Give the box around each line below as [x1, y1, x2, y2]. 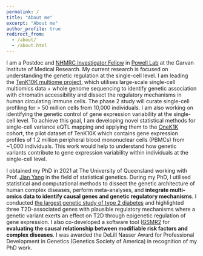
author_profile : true [6, 25, 61, 32]
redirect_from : [6, 31, 45, 37]
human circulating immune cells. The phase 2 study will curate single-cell [6, 97, 190, 104]
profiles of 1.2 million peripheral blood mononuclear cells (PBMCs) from [6, 136, 185, 143]
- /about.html [12, 43, 47, 49]
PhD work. [6, 244, 33, 251]
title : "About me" [6, 14, 53, 21]
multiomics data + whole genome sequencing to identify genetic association [6, 85, 197, 92]
